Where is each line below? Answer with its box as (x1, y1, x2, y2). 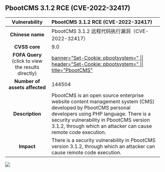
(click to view (11, 57, 43, 64)
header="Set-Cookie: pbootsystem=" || (51, 60, 143, 67)
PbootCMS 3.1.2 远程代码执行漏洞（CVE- (51, 28, 149, 34)
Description (13, 110, 41, 117)
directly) (17, 70, 37, 77)
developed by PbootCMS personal (51, 104, 131, 111)
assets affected (8, 84, 46, 90)
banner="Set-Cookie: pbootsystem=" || (51, 54, 143, 61)
